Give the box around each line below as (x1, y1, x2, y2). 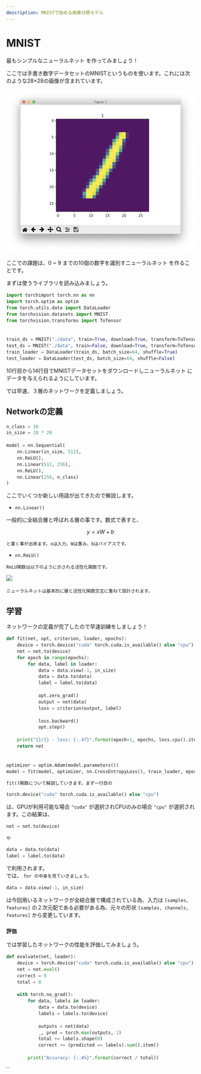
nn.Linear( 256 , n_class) (17, 474, 79, 480)
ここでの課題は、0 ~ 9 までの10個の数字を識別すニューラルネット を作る (6, 260, 185, 267)
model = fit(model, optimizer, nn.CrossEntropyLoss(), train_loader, (6, 768, 184, 774)
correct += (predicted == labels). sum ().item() (38, 1042, 160, 1048)
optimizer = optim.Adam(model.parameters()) (6, 762, 119, 768)
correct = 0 (17, 973, 47, 979)
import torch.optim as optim (6, 298, 79, 305)
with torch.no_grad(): (17, 992, 74, 998)
